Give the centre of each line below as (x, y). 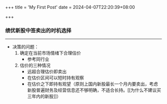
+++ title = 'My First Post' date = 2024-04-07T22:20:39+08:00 (70, 7)
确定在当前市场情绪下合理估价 (50, 53)
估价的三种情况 (35, 65)
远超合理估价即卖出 (47, 72)
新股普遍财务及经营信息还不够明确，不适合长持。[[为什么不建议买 (94, 90)
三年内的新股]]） (44, 97)
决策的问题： (25, 47)
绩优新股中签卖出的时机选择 (38, 30)
